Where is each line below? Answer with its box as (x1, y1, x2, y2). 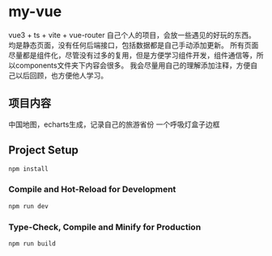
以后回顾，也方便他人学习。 (15, 70, 108, 80)
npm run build (8, 239, 57, 248)
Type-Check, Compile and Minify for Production (8, 221, 202, 233)
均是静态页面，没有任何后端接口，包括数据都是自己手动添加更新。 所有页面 (8, 40, 259, 50)
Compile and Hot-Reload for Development (8, 184, 176, 195)
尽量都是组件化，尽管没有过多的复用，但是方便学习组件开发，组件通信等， (8, 50, 257, 60)
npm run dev (8, 202, 49, 210)
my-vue (8, 2, 62, 21)
